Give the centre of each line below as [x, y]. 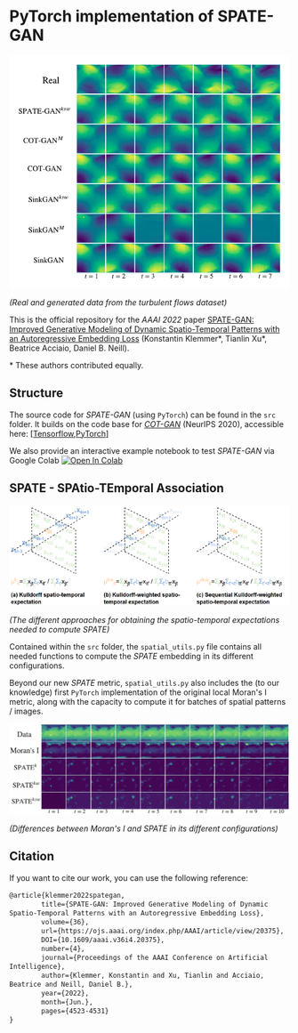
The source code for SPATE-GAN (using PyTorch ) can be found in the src [142, 415]
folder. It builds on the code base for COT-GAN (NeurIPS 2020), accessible [147, 424]
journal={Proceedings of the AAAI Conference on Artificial [155, 957]
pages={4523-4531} [75, 1011]
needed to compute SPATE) [60, 629]
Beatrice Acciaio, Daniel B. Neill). [69, 348]
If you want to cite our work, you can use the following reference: [129, 877]
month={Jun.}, [67, 1002]
